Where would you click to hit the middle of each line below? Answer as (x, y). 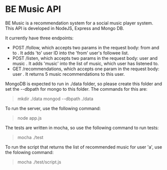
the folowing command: (29, 152)
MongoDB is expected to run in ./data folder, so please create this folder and (84, 84)
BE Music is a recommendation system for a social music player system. (79, 23)
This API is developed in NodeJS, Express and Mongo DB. (65, 28)
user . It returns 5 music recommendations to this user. (69, 74)
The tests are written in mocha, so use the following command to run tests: (82, 128)
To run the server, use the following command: (53, 108)
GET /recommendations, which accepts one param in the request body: (86, 69)
